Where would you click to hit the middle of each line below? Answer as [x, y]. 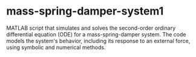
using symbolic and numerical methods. [56, 47]
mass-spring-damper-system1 [85, 11]
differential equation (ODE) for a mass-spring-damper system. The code [96, 34]
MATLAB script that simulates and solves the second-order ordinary [91, 28]
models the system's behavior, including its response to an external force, [98, 41]
